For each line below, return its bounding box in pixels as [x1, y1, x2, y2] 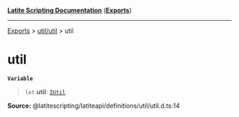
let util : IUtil [24, 87, 66, 96]
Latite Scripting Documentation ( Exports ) [7, 6, 132, 14]
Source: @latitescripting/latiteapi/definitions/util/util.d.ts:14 [7, 101, 180, 110]
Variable [7, 75, 33, 82]
